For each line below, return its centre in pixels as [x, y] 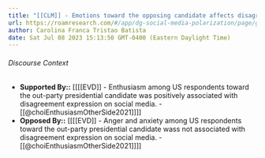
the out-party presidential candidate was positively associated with [129, 96]
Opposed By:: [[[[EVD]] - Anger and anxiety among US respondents [131, 121]
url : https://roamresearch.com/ [61, 23]
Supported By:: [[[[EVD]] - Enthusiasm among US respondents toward [134, 87]
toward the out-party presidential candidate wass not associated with [132, 129]
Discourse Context [38, 62]
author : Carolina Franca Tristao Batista [77, 30]
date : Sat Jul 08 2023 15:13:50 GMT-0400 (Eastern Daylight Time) [119, 38]
